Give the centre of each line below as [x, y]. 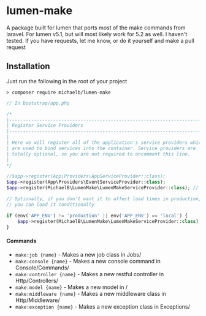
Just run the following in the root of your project [67, 81]
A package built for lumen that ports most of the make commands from [96, 28]
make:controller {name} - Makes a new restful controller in [90, 274]
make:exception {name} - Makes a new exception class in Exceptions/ [102, 306]
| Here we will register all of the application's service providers [97, 143]
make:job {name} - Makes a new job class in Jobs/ [78, 254]
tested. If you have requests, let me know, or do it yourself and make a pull [100, 40]
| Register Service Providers [45, 126]
